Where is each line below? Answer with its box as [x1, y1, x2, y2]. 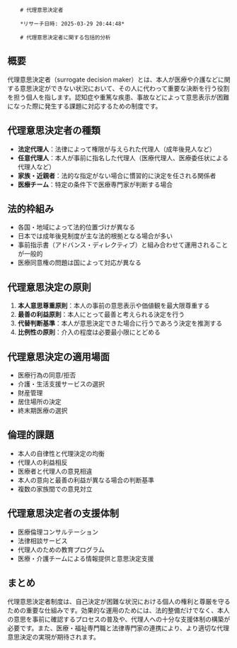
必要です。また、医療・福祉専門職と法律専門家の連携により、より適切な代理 [7, 623, 230, 632]
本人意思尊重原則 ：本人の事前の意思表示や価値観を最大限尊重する [17, 301, 210, 310]
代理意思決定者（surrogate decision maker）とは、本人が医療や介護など [7, 75, 219, 84]
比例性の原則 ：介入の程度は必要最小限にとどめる [17, 328, 161, 337]
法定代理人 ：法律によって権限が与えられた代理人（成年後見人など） [17, 145, 216, 153]
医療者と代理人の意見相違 [17, 467, 93, 475]
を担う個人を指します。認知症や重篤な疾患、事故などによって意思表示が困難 [7, 93, 230, 101]
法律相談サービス [17, 536, 68, 544]
